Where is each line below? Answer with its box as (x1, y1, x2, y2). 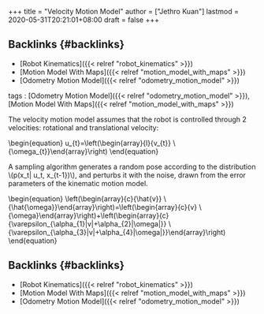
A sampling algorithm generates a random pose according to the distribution (8, 162, 256, 171)
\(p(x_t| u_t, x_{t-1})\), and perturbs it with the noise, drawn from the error (8, 170, 247, 180)
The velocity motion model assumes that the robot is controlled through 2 (8, 114, 247, 124)
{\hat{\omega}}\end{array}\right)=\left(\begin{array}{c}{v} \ (8, 202, 203, 211)
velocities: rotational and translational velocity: (8, 122, 159, 133)
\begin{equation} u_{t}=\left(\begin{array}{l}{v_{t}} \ (8, 138, 176, 148)
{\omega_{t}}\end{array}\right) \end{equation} (8, 146, 159, 156)
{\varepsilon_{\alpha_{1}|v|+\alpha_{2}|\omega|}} (8, 219, 167, 228)
